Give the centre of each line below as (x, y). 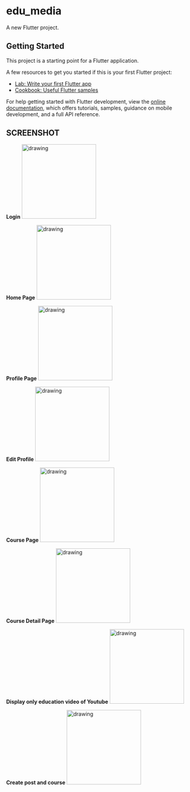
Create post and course (36, 782)
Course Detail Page (30, 620)
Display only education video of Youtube (57, 701)
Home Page (21, 297)
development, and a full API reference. (53, 114)
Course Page (23, 540)
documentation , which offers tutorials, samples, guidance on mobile (89, 108)
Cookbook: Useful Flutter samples (56, 90)
